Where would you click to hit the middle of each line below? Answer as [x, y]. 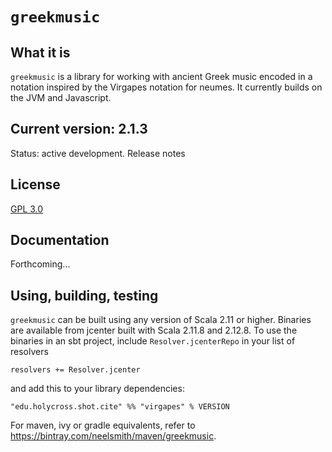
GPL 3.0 [27, 209]
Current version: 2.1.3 [79, 129]
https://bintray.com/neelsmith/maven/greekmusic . [113, 436]
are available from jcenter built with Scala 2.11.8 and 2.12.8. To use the [154, 330]
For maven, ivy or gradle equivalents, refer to [103, 425]
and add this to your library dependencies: [97, 389]
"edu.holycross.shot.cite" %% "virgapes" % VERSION [120, 407]
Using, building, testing [84, 295]
